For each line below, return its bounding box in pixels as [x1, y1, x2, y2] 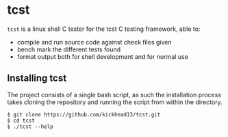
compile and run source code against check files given [16, 38, 172, 46]
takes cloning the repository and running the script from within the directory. [7, 98, 223, 106]
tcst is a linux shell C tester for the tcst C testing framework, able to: [7, 25, 201, 33]
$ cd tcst [7, 117, 36, 124]
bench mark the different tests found [16, 45, 121, 53]
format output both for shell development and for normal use [16, 52, 188, 60]
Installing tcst [7, 73, 67, 84]
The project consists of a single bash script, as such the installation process [7, 90, 221, 99]
